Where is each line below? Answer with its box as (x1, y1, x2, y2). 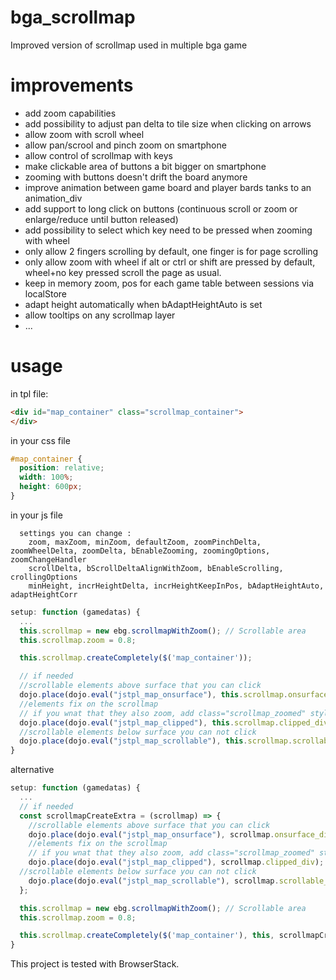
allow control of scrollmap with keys (24, 149, 173, 161)
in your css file (10, 434, 71, 446)
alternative (10, 764, 55, 776)
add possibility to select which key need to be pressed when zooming (24, 224, 313, 236)
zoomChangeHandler (10, 554, 87, 565)
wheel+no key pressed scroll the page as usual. (24, 266, 222, 278)
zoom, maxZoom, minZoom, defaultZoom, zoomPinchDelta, (28, 537, 262, 547)
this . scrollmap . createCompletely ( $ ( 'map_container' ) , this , (19, 931, 275, 941)
